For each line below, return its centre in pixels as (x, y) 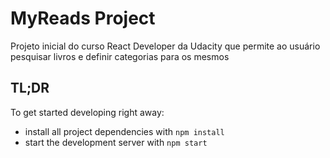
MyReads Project (83, 18)
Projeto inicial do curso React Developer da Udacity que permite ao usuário (165, 46)
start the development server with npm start (116, 142)
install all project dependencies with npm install (124, 131)
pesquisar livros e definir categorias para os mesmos (120, 56)
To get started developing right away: (87, 112)
